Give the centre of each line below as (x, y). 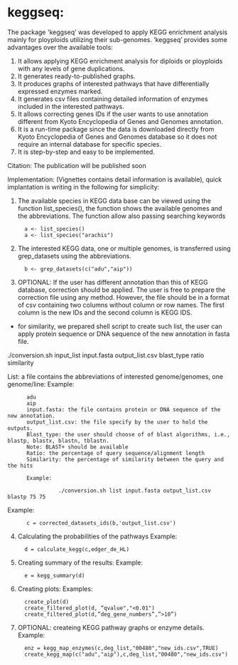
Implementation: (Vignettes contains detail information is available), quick (115, 179)
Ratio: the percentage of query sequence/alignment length (115, 453)
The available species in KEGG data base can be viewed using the (114, 201)
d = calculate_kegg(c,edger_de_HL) (77, 549)
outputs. (20, 428)
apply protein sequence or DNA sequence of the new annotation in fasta (124, 334)
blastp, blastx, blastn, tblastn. (59, 441)
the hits (20, 466)
